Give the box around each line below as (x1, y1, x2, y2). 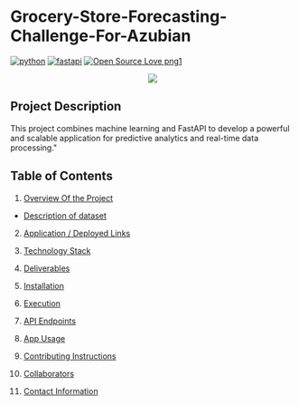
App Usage (23, 333, 66, 343)
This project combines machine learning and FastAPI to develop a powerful (10, 122, 290, 133)
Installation (23, 280, 65, 291)
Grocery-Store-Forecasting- (10, 6, 228, 27)
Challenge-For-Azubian (10, 25, 192, 46)
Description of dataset (23, 210, 107, 221)
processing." (10, 142, 58, 153)
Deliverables (23, 263, 70, 274)
